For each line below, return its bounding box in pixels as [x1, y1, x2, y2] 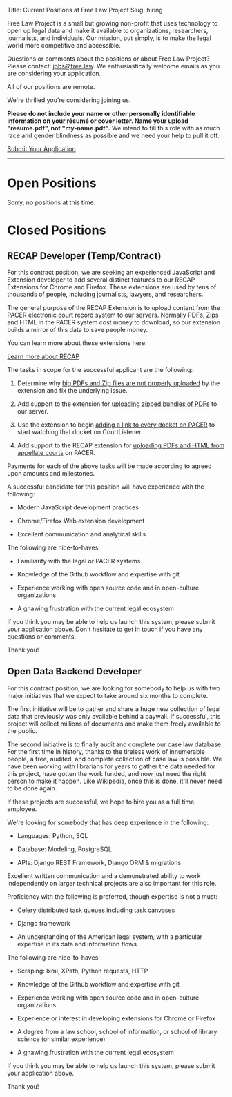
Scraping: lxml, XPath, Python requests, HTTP [17, 967, 148, 975]
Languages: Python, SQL [17, 831, 88, 839]
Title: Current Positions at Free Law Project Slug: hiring [7, 6, 164, 14]
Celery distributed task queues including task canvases [17, 906, 175, 914]
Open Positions [7, 175, 97, 191]
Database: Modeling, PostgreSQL [17, 845, 113, 853]
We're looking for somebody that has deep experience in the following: [7, 818, 209, 826]
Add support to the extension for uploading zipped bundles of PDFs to [17, 400, 217, 408]
